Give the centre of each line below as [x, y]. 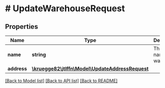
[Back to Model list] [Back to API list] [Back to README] [61, 81]
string [39, 55]
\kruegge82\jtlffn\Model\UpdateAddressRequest [90, 69]
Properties [22, 27]
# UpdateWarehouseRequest [65, 9]
